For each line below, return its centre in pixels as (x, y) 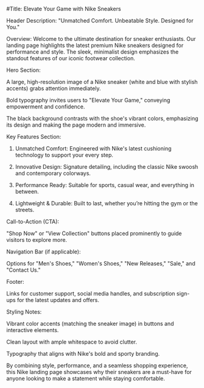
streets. (25, 210)
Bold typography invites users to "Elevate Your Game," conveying (88, 100)
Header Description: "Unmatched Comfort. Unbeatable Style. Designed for (100, 20)
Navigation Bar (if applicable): (44, 252)
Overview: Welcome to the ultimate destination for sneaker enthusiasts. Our (101, 39)
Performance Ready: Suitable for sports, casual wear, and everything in (105, 185)
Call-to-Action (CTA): (33, 221)
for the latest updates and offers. (58, 300)
